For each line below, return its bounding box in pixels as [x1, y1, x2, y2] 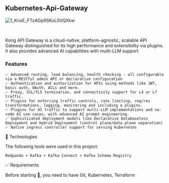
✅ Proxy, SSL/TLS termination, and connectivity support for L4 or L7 [5, 89, 157, 95]
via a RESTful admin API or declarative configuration [5, 76, 123, 81]
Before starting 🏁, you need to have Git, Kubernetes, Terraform [5, 172, 135, 178]
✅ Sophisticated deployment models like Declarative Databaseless [5, 116, 148, 121]
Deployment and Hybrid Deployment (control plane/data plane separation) [5, 120, 163, 125]
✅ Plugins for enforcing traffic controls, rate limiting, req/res [5, 98, 151, 104]
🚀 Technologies [5, 133, 38, 140]
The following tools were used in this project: [5, 143, 99, 149]
